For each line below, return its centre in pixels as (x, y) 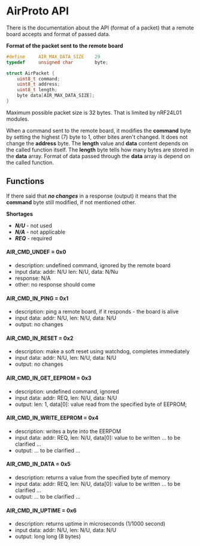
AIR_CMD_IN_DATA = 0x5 (38, 464)
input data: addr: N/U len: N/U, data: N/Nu (66, 271)
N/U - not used (34, 225)
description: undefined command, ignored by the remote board (93, 265)
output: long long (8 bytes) (48, 536)
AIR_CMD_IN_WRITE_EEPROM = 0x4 (52, 418)
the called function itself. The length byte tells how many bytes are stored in (100, 150)
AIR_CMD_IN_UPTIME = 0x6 (41, 510)
